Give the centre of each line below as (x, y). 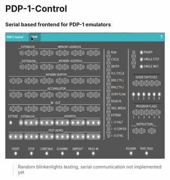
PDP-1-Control (36, 9)
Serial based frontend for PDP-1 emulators (58, 25)
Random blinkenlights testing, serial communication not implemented (90, 167)
